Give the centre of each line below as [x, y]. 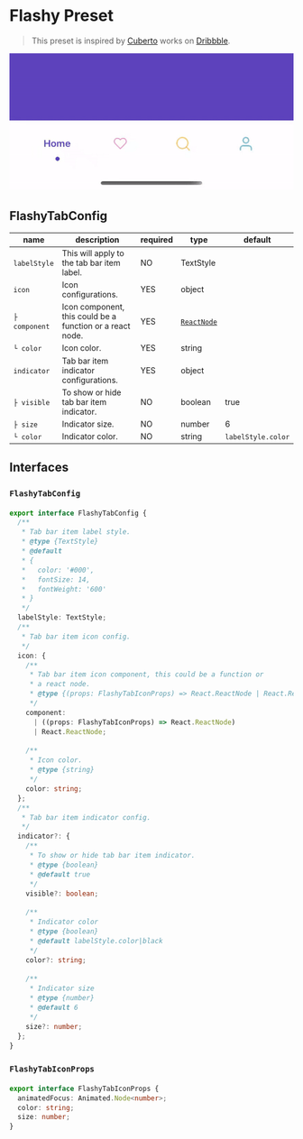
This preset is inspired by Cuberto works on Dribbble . [131, 41]
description [97, 240]
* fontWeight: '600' [64, 589]
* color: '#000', [58, 570]
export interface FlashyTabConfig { [78, 513]
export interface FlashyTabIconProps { [84, 1088]
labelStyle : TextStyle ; [62, 618]
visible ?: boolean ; [62, 894]
